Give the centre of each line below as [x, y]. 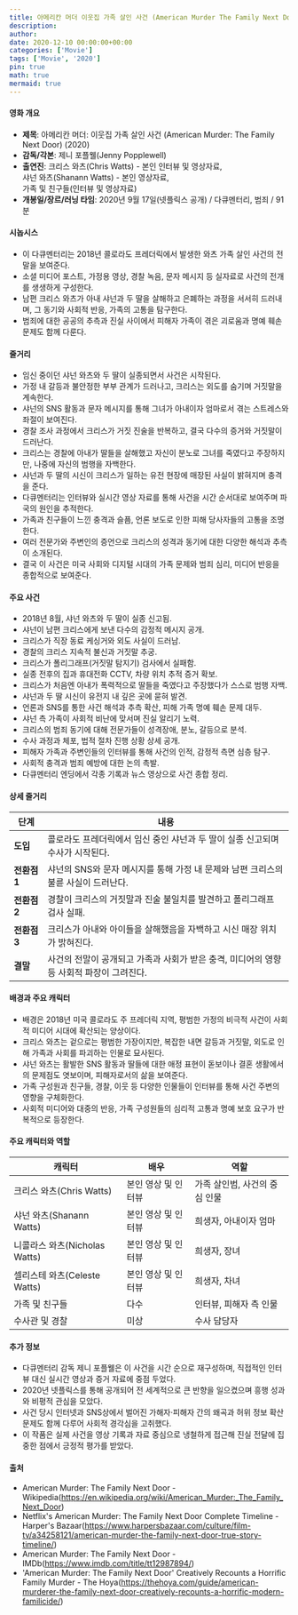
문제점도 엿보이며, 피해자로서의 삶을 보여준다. [110, 1075]
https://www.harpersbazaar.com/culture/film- [167, 1526]
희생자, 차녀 [218, 1281]
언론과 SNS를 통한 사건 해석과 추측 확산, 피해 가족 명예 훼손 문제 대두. [142, 708]
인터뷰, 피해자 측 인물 [236, 1305]
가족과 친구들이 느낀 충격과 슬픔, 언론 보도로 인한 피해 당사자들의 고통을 [145, 520]
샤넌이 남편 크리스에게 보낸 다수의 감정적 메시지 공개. [113, 630]
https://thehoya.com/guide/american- [190, 1582]
